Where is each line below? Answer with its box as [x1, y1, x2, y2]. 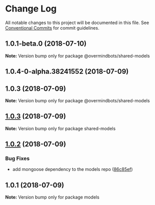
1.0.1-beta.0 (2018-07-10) [5, 40, 87, 48]
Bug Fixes [5, 155, 30, 162]
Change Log [5, 3, 57, 15]
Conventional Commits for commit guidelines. [5, 25, 99, 31]
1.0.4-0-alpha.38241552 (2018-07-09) [5, 67, 129, 76]
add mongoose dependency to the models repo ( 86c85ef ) [12, 166, 133, 172]
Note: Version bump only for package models [5, 194, 99, 200]
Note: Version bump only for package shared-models [5, 125, 116, 131]
